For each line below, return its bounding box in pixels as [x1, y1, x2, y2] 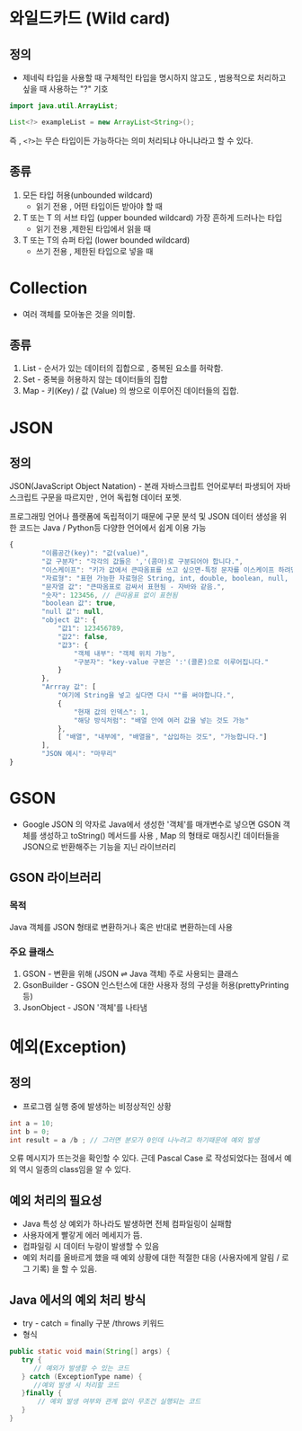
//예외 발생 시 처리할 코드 [32, 1381, 120, 1390]
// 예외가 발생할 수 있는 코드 [32, 1364, 130, 1373]
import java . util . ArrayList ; [9, 102, 119, 111]
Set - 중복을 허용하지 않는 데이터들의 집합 [22, 374, 168, 385]
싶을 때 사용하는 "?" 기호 [22, 84, 109, 94]
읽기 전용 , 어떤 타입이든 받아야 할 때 [35, 200, 164, 211]
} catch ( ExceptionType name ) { [21, 1372, 143, 1381]
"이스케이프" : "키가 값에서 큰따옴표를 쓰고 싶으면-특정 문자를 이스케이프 [41, 565, 275, 574]
